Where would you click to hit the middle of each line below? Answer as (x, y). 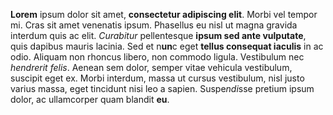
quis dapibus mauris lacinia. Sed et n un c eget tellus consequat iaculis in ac (167, 46)
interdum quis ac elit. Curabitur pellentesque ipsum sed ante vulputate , (158, 35)
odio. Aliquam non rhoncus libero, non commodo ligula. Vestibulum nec (157, 57)
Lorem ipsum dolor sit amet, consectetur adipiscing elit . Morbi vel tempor (164, 14)
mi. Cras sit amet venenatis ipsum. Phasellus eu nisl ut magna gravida (154, 25)
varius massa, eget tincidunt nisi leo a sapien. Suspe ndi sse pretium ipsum (162, 88)
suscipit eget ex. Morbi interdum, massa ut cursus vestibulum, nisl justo (157, 78)
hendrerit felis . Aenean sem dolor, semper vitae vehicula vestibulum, (151, 67)
